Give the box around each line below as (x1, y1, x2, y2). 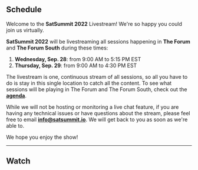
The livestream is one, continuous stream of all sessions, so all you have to (6, 73, 188, 80)
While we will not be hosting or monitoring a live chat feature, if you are (6, 103, 179, 111)
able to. (6, 122, 25, 129)
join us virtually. (6, 26, 44, 34)
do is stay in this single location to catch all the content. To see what (6, 79, 172, 86)
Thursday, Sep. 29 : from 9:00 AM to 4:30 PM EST (14, 62, 137, 69)
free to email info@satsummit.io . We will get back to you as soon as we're (6, 116, 188, 123)
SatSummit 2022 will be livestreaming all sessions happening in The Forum (6, 38, 190, 45)
